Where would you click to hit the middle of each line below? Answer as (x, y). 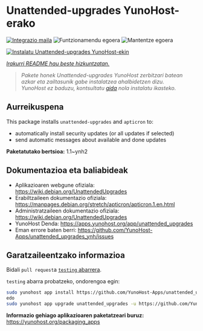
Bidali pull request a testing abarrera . (54, 270)
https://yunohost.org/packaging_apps (53, 322)
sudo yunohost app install (40, 293)
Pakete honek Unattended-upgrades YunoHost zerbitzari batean (102, 75)
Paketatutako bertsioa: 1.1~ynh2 (47, 151)
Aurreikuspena (35, 107)
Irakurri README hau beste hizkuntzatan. (58, 63)
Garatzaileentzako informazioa (66, 255)
